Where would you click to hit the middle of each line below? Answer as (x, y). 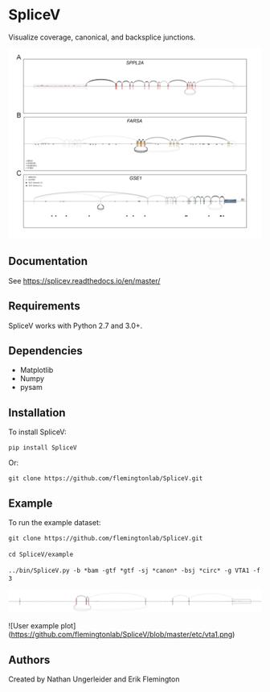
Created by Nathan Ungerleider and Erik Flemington (94, 679)
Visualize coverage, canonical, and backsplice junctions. (102, 37)
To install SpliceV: (37, 432)
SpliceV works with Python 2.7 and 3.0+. (76, 325)
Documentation (48, 261)
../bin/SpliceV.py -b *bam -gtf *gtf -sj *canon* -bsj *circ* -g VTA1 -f (135, 570)
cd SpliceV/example (41, 554)
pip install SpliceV (43, 448)
